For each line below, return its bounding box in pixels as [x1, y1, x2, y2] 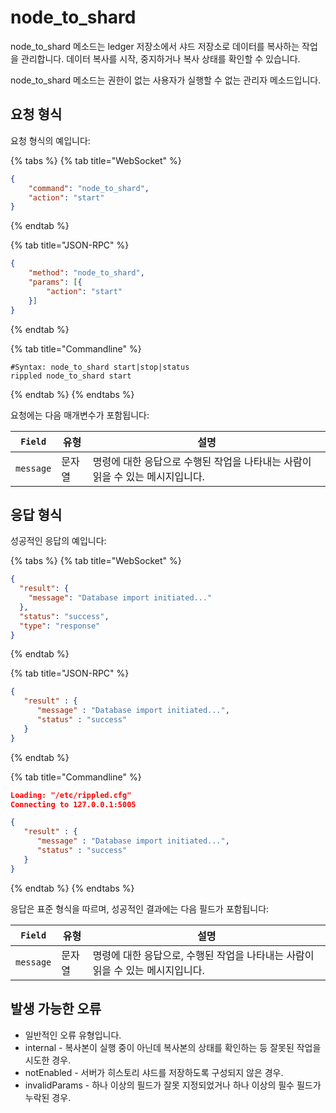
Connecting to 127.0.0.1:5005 [10, 799, 137, 810]
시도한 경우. [24, 1054, 72, 1066]
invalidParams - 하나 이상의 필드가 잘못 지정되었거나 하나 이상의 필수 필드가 [24, 1079, 322, 1091]
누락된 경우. [24, 1091, 72, 1103]
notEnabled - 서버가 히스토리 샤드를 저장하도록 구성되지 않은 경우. [24, 1066, 284, 1078]
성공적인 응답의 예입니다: [10, 535, 107, 547]
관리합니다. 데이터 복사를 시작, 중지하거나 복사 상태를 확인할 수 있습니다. [20, 52, 301, 65]
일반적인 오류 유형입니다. [24, 1029, 122, 1041]
